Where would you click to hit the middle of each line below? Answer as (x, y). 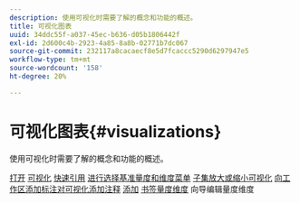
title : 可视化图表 (41, 26)
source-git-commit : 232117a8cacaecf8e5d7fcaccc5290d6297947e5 (129, 51)
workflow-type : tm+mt (50, 60)
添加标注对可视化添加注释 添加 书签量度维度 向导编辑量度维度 (140, 189)
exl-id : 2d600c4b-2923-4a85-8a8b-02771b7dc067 (99, 43)
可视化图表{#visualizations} (116, 131)
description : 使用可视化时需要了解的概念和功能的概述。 (103, 18)
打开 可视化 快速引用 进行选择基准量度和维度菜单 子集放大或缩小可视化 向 (146, 178)
